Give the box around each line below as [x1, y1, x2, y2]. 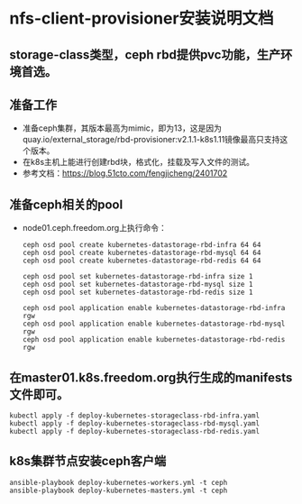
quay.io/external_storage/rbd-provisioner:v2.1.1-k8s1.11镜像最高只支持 [22, 134, 280, 145]
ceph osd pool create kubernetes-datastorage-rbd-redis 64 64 [22, 256, 261, 266]
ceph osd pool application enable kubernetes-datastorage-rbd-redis [22, 335, 286, 344]
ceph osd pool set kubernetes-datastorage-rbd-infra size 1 [22, 272, 253, 281]
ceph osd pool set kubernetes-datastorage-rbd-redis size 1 [22, 288, 253, 298]
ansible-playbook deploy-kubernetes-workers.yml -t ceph [9, 478, 228, 487]
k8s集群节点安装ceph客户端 [9, 454, 167, 469]
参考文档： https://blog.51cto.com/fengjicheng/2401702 [22, 168, 228, 179]
